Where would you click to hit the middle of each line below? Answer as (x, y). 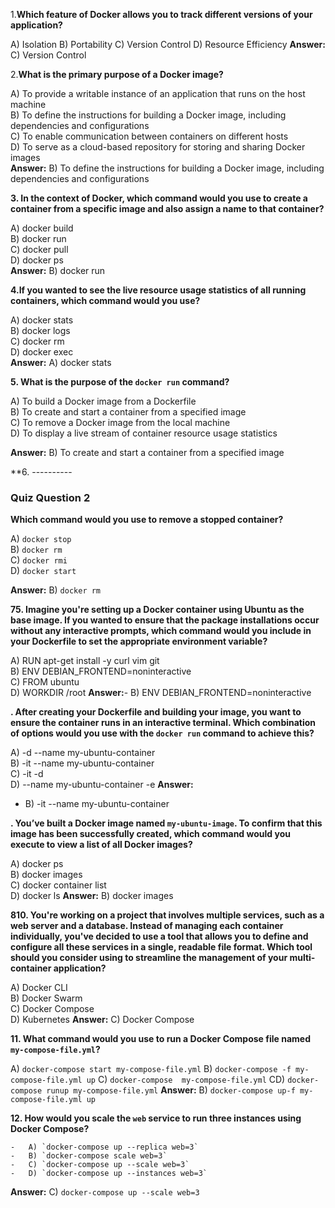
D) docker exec (42, 352)
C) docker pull (39, 249)
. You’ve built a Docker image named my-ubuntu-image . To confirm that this (166, 823)
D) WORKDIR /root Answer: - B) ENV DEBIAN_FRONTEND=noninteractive (161, 693)
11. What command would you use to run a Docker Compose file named (160, 1039)
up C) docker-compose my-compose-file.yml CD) (186, 1080)
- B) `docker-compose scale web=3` (89, 1156)
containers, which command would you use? (105, 300)
